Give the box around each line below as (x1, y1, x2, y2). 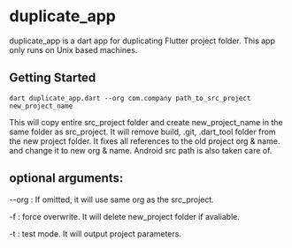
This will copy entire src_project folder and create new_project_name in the (9, 116, 283, 127)
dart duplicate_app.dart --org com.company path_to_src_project (9, 94, 251, 102)
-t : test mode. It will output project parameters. (9, 228, 181, 239)
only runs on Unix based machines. (9, 44, 138, 55)
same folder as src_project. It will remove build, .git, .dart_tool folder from (9, 126, 276, 137)
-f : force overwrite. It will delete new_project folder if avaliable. (9, 211, 241, 222)
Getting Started (9, 71, 96, 86)
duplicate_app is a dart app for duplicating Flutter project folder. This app (9, 35, 276, 46)
